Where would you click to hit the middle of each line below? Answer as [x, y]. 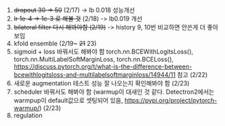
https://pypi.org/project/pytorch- [171, 100]
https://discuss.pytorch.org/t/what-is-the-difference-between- [103, 66]
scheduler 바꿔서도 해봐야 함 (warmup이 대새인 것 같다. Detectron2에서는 [114, 92]
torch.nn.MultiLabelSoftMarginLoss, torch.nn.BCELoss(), [94, 59]
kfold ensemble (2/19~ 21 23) [55, 43]
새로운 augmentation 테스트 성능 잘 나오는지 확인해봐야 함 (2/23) [101, 83]
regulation [28, 115]
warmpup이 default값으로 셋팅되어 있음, [68, 100]
